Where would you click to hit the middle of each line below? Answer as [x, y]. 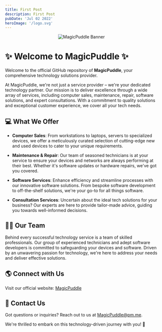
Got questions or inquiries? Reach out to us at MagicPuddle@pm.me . [74, 315]
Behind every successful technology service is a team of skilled [69, 237]
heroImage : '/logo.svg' [29, 23]
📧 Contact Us [25, 304]
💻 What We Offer [32, 121]
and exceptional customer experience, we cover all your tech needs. [73, 105]
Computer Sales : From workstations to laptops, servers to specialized [82, 136]
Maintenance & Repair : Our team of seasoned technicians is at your [80, 155]
